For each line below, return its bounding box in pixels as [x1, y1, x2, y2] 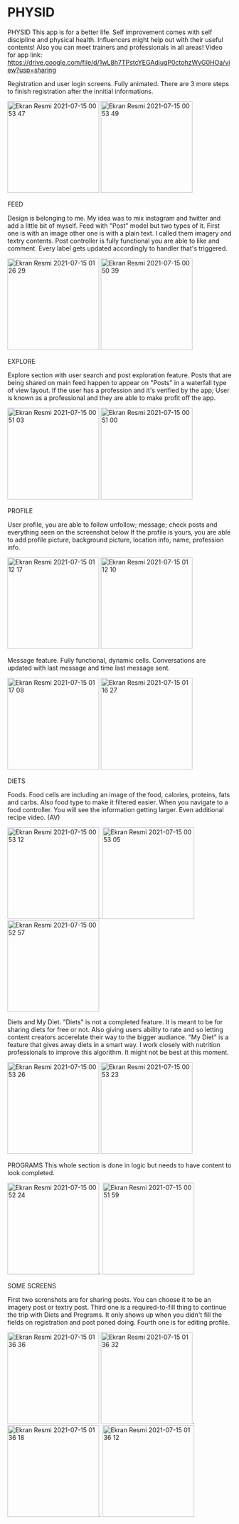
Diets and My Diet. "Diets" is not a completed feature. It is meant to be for [7, 1017, 223, 1026]
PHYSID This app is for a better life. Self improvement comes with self [7, 28, 213, 36]
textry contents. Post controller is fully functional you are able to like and [7, 236, 220, 245]
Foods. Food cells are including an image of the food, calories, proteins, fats [7, 790, 230, 799]
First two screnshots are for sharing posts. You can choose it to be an [7, 1295, 211, 1303]
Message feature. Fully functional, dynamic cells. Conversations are [7, 656, 206, 664]
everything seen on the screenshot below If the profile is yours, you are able [7, 527, 231, 536]
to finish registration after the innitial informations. [7, 87, 154, 95]
